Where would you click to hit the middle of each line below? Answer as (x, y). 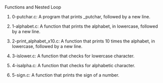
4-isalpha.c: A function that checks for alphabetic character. (73, 65)
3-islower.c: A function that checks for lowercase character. (73, 56)
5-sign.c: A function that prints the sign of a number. (66, 75)
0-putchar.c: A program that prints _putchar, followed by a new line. (81, 17)
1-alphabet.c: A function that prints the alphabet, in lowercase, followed (85, 26)
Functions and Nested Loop (33, 7)
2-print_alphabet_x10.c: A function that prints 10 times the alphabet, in (83, 41)
